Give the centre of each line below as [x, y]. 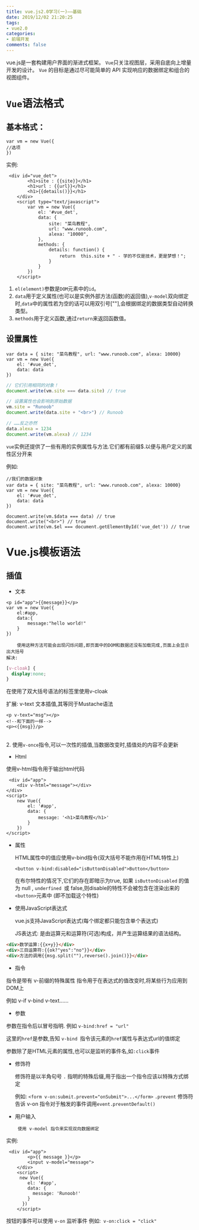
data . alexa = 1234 [29, 428]
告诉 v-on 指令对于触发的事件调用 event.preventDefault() [85, 1103]
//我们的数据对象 [24, 479]
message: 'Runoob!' [57, 1193]
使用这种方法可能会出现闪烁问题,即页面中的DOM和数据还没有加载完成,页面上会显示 [103, 645]
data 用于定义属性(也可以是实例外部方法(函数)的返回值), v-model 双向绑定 [102, 296]
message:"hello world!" [57, 623]
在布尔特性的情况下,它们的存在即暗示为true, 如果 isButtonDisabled [96, 881]
